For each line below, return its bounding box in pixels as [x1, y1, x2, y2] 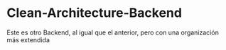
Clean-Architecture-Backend [6, 5, 183, 21]
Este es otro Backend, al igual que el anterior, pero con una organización [6, 28, 220, 37]
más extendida [6, 35, 50, 44]
